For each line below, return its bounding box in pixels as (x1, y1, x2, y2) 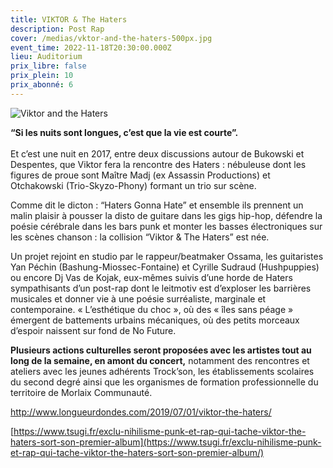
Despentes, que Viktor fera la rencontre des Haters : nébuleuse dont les (10, 158, 307, 170)
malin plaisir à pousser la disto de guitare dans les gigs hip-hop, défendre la (10, 209, 323, 221)
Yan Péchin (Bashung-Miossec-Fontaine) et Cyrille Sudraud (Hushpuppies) (10, 261, 320, 273)
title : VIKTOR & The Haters (10, 14, 128, 25)
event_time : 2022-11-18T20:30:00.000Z (10, 42, 172, 53)
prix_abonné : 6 (10, 80, 74, 90)
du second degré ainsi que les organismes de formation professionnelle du (10, 376, 319, 388)
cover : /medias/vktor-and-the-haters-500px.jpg (10, 33, 213, 43)
